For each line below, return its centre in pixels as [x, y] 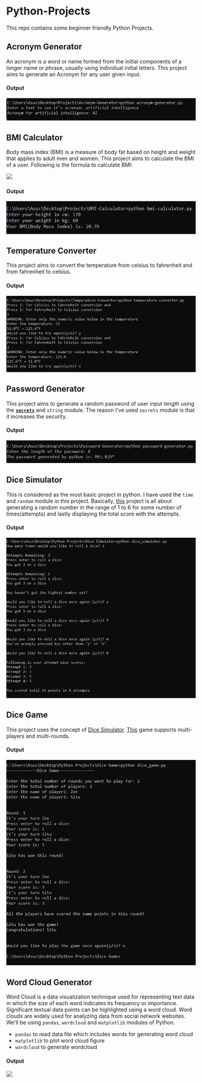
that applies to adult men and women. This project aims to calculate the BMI [100, 159]
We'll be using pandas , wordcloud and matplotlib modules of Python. [91, 1022]
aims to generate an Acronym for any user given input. [74, 74]
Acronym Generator [44, 47]
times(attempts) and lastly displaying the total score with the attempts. [93, 514]
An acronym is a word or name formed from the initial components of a [94, 61]
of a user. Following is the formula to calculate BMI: [70, 165]
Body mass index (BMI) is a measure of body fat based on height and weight [101, 152]
